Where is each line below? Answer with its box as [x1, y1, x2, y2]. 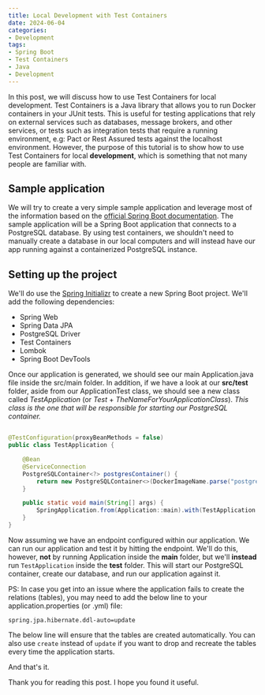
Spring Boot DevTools [19, 355, 91, 364]
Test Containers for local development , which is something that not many [8, 151, 248, 160]
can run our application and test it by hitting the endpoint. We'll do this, [8, 543, 239, 553]
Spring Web [19, 313, 58, 322]
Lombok [19, 346, 47, 355]
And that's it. [8, 662, 50, 671]
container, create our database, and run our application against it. [8, 569, 221, 578]
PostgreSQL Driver [19, 329, 81, 339]
